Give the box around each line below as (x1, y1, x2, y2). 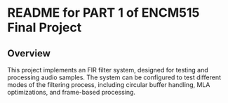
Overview (7, 47, 51, 59)
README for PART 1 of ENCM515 (7, 5, 200, 21)
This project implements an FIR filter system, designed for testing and (7, 66, 208, 74)
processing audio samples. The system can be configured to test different (7, 73, 221, 81)
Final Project (7, 19, 82, 35)
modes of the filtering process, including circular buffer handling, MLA (7, 81, 210, 88)
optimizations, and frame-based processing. (7, 88, 135, 96)
